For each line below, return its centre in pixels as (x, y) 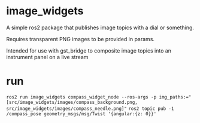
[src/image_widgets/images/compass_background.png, (72, 102)
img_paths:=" (175, 97)
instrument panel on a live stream (47, 57)
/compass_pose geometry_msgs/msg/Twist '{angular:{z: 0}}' (81, 114)
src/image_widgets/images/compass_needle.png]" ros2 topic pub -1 (90, 109)
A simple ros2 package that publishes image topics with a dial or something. (100, 27)
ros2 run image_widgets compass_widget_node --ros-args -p (81, 97)
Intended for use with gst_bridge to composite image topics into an (89, 50)
